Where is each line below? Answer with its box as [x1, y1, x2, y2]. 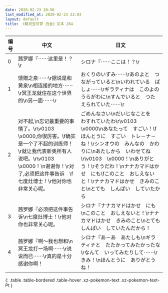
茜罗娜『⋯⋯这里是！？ [18, 55, 73, 62]
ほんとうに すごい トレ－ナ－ [80, 133, 156, 140]
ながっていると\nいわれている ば [80, 78, 160, 85]
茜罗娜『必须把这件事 [18, 206, 68, 213]
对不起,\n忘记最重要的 [18, 118, 69, 125]
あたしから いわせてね [95, 148, 151, 155]
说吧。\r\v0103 [18, 155, 54, 162]
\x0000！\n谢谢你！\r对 [18, 163, 74, 170]
